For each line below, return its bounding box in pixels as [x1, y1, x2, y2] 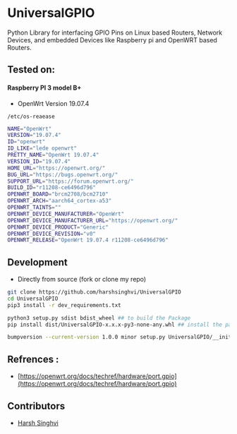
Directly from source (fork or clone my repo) [17, 275, 147, 284]
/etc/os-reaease [7, 113, 55, 120]
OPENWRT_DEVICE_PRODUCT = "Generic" [7, 224, 109, 231]
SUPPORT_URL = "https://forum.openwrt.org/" [7, 178, 134, 185]
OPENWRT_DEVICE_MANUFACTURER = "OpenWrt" [7, 210, 125, 217]
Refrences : [7, 353, 59, 365]
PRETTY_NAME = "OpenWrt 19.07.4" [7, 152, 99, 159]
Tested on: [7, 64, 55, 76]
